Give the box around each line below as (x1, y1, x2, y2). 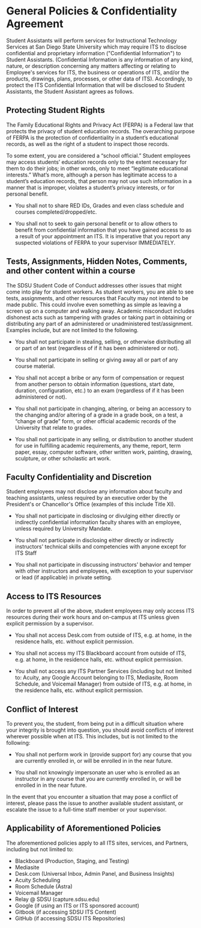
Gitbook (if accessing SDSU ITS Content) (14, 908, 117, 915)
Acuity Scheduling (14, 876, 61, 884)
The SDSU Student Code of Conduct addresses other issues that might (6, 282, 182, 289)
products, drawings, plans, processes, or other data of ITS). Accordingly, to (6, 75, 193, 82)
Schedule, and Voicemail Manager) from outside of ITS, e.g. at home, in (14, 680, 192, 688)
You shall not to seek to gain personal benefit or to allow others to (14, 220, 178, 227)
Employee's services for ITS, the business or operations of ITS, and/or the (6, 68, 190, 76)
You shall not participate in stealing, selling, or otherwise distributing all (14, 338, 191, 345)
